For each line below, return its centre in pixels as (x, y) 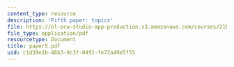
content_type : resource (42, 14)
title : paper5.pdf (34, 46)
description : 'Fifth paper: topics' (60, 20)
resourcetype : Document (42, 40)
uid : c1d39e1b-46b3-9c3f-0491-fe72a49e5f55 (71, 53)
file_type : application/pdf (48, 33)
